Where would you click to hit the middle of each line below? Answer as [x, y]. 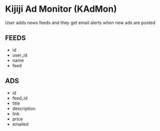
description [24, 108]
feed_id [20, 98]
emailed [20, 124]
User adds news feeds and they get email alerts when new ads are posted [80, 23]
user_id [20, 55]
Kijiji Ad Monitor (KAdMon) [61, 9]
